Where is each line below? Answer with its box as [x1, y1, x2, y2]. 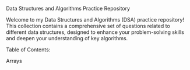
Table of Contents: [6, 46, 51, 53]
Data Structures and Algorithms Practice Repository [6, 5, 130, 12]
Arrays [6, 58, 22, 64]
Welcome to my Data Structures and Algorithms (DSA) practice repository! [6, 16, 185, 23]
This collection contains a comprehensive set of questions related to [6, 23, 170, 29]
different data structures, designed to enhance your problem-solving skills [6, 29, 185, 36]
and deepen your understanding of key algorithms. [6, 35, 128, 41]
